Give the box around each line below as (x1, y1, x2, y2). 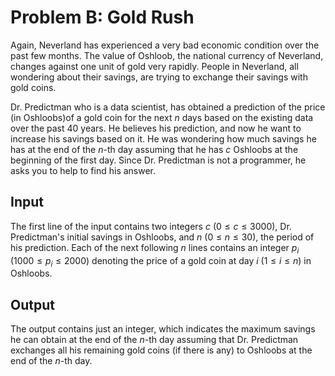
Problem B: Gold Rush (10, 6, 195, 29)
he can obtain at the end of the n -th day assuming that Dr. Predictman (10, 334, 299, 346)
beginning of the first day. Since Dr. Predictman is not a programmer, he (10, 154, 307, 166)
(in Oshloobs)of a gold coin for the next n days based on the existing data (10, 111, 314, 123)
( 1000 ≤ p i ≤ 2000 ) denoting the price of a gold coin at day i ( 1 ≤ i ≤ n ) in (10, 254, 312, 269)
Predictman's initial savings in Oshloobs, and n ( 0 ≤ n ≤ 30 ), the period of (10, 231, 315, 243)
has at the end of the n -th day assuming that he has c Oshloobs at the (10, 143, 299, 155)
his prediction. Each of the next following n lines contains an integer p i (10, 241, 300, 256)
